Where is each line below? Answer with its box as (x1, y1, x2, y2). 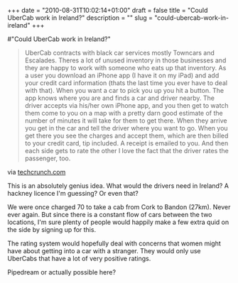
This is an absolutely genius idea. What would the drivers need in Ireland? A (7, 182, 229, 190)
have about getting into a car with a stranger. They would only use (7, 247, 201, 255)
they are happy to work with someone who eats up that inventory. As (24, 64, 227, 72)
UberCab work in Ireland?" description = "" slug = (7, 13, 153, 22)
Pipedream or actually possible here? (7, 268, 116, 276)
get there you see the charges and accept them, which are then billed (24, 131, 229, 140)
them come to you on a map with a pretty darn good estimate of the (24, 109, 223, 117)
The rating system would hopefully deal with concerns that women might (7, 239, 222, 248)
